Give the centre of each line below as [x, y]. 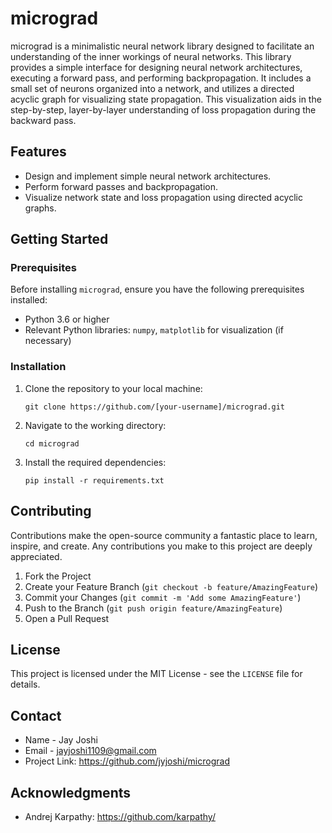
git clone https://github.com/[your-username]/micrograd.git [155, 407]
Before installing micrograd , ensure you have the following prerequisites [157, 289]
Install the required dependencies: [95, 462]
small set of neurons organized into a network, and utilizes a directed [152, 88]
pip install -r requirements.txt [94, 480]
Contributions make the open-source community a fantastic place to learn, [164, 535]
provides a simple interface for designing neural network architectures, [156, 67]
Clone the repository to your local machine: [113, 388]
